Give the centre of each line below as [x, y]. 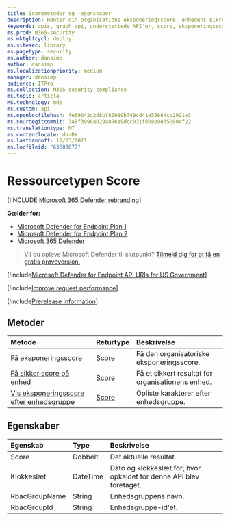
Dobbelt [86, 457]
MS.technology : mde [35, 103]
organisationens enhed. [174, 382]
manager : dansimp [32, 77]
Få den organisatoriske [173, 353]
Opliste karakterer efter [173, 393]
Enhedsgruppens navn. [147, 496]
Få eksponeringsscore [47, 358]
